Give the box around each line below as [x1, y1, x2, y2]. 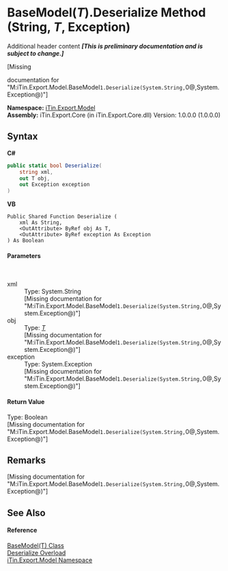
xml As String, [19, 219, 63, 227]
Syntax [7, 131, 38, 142]
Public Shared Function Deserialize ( [7, 214, 117, 220]
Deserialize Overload [7, 548, 66, 557]
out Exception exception [19, 181, 90, 188]
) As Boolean [7, 238, 44, 244]
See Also [7, 507, 46, 518]
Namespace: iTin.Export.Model [7, 103, 96, 112]
